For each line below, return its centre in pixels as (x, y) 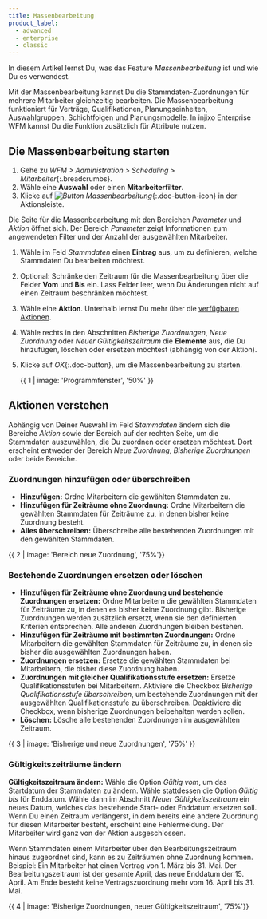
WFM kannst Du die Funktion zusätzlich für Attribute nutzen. (107, 126)
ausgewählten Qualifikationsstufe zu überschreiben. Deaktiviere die (131, 703)
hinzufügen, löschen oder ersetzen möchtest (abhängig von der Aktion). (138, 349)
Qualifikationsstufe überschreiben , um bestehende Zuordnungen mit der (139, 695)
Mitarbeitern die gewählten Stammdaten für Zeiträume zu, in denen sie (136, 644)
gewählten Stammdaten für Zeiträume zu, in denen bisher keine (124, 514)
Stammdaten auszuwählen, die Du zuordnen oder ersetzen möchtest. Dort (130, 442)
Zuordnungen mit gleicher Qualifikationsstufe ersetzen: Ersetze (128, 677)
